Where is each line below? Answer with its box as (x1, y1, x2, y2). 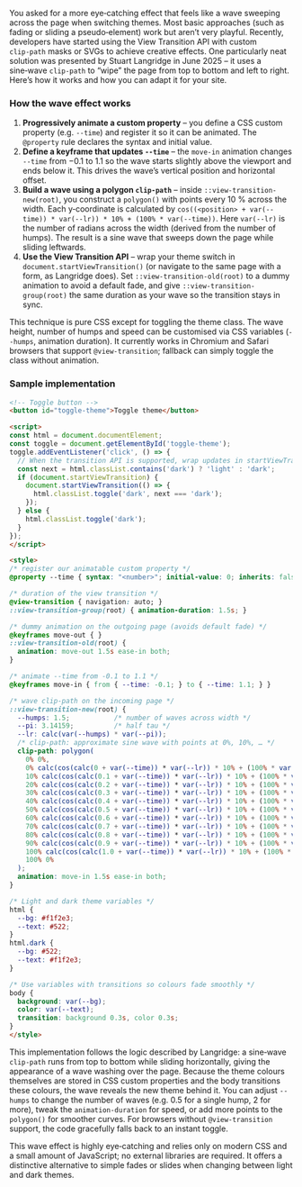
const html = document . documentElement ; (9, 431, 164, 440)
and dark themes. (9, 1169, 75, 1180)
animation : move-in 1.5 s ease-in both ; (17, 873, 167, 882)
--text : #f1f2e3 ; (17, 956, 83, 965)
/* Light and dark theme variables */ (9, 896, 155, 906)
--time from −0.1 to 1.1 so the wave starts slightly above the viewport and (22, 156, 292, 167)
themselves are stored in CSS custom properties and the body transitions (9, 1075, 281, 1086)
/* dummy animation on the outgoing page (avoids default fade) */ (9, 621, 268, 631)
